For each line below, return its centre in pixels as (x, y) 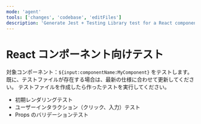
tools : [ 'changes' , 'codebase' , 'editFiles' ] (64, 17)
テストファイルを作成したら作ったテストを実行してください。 (94, 87)
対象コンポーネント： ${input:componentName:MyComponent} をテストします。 (99, 72)
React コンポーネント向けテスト (85, 54)
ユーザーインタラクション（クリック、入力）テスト (77, 107)
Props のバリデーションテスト (51, 115)
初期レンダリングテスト (44, 100)
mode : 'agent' (24, 12)
